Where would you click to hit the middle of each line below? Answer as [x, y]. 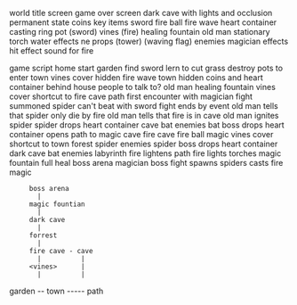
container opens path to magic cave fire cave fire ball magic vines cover [141, 134]
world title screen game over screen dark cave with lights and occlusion [141, 13]
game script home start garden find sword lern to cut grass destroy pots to [146, 68]
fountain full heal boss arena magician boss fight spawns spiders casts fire [146, 163]
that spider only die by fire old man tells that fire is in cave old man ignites [144, 115]
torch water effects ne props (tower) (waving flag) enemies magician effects [149, 41]
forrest [43, 235]
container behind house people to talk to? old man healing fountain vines [142, 87]
